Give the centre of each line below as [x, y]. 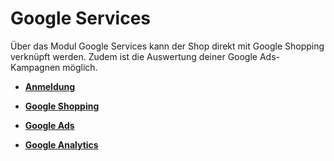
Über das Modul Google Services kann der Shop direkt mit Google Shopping [167, 46]
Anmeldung [49, 86]
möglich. [80, 67]
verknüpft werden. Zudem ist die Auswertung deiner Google [134, 56]
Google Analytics [61, 144]
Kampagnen [35, 67]
